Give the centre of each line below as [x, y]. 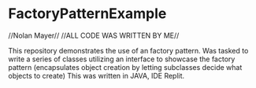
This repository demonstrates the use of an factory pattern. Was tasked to [128, 50]
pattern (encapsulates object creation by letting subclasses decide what [125, 67]
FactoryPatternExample [87, 14]
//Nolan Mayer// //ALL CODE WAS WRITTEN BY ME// [94, 35]
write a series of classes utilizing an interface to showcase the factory [122, 59]
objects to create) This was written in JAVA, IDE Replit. [96, 75]
